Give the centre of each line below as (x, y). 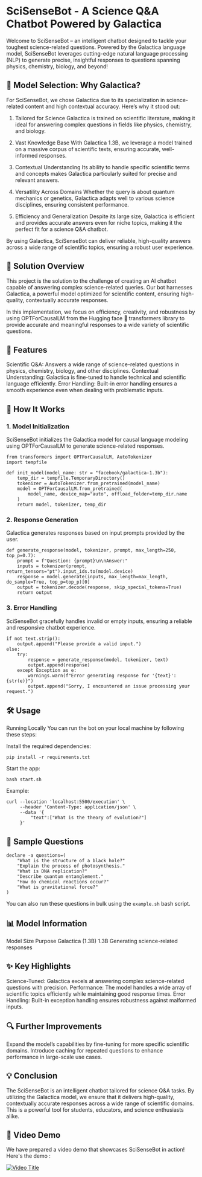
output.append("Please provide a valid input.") (79, 644)
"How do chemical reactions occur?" (63, 882)
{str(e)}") (20, 681)
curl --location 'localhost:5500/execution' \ (66, 802)
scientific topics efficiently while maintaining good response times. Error (96, 994)
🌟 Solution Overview (45, 266)
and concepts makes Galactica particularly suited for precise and (96, 173)
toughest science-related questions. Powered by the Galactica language (96, 47)
